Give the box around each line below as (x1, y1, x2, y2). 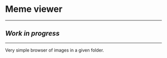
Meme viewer (5, 3, 63, 15)
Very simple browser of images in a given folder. (5, 47, 104, 53)
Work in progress (5, 29, 60, 38)
